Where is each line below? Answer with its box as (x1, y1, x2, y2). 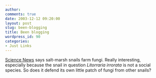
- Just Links (5, 43, 32, 48)
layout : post (5, 20, 32, 26)
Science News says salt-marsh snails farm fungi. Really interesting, (5, 57, 141, 62)
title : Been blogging (5, 30, 50, 35)
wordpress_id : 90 (5, 35, 41, 39)
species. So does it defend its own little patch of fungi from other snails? (5, 67, 152, 73)
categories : (5, 39, 29, 44)
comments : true (5, 12, 36, 17)
